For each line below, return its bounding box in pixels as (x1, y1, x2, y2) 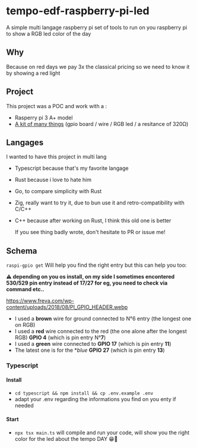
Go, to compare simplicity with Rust (14, 188, 102, 195)
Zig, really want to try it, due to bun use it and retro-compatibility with (14, 199, 185, 206)
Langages (6, 137, 44, 147)
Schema (6, 245, 37, 256)
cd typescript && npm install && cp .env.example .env (14, 390, 154, 396)
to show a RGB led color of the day (6, 30, 91, 37)
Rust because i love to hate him (14, 176, 92, 184)
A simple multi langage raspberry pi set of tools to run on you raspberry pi (6, 24, 188, 31)
